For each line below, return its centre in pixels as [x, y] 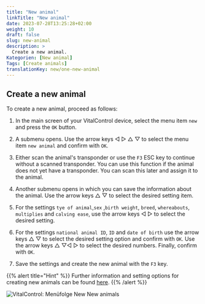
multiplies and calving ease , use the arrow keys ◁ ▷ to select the [100, 214]
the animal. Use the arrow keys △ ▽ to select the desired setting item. [104, 196]
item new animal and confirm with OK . [62, 146]
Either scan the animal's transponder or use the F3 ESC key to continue [105, 158]
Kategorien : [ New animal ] [39, 58]
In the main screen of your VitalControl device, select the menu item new [106, 121]
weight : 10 [20, 29]
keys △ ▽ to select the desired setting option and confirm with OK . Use [105, 239]
